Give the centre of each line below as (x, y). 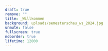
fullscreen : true (23, 32)
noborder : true (20, 37)
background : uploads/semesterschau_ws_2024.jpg (54, 23)
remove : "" (16, 14)
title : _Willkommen (25, 18)
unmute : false (19, 28)
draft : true (17, 9)
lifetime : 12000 (21, 41)
